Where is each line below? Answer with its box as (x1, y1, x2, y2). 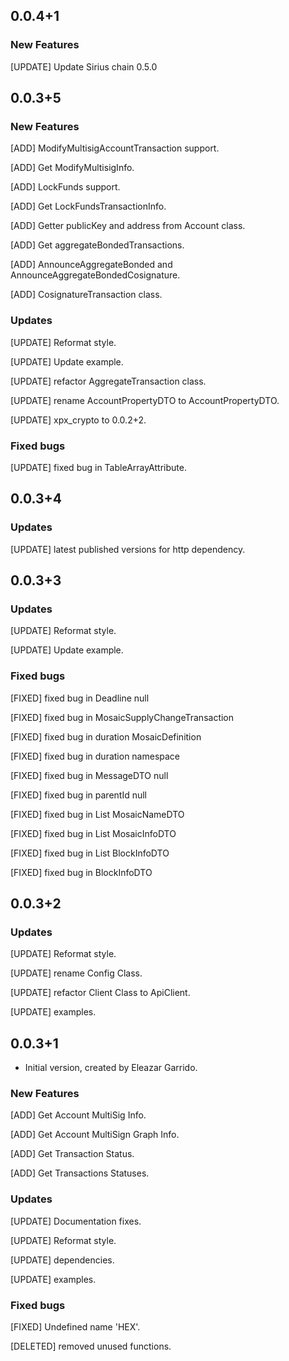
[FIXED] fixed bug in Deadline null (10, 692, 150, 704)
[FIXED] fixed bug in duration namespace (10, 750, 181, 762)
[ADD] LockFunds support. (10, 181, 121, 193)
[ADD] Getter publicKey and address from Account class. (10, 220, 246, 232)
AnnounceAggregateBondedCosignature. (10, 269, 181, 281)
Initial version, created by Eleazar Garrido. (24, 1062, 198, 1074)
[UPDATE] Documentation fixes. (10, 1215, 142, 1227)
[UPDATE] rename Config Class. (10, 967, 143, 979)
